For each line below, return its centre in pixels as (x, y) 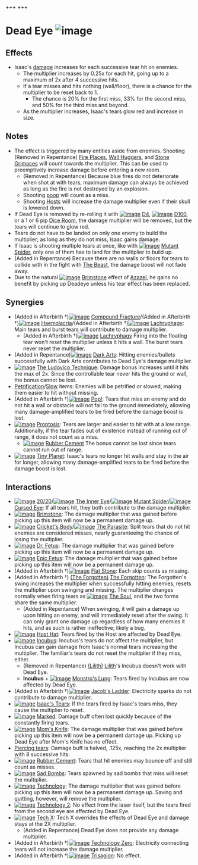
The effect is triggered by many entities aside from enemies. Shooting (99, 151)
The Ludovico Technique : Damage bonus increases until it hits (113, 367)
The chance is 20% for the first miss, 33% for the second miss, (109, 99)
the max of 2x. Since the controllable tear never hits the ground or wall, (101, 373)
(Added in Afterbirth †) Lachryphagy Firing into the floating (105, 335)
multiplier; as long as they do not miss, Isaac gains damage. (87, 239)
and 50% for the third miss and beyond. (80, 105)
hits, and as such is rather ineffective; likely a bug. (84, 628)
